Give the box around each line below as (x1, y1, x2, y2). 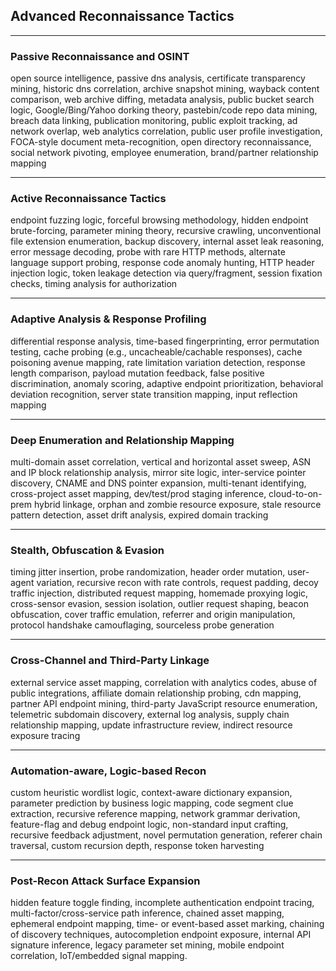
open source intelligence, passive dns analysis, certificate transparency (10, 72, 306, 84)
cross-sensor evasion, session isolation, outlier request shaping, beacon (10, 598, 310, 610)
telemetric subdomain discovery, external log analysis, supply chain (10, 708, 290, 720)
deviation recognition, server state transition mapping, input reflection (10, 388, 298, 400)
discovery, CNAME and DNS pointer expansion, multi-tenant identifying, (10, 477, 307, 489)
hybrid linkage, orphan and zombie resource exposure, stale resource (33, 499, 322, 510)
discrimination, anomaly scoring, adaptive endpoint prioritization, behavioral (10, 377, 324, 389)
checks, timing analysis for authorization (10, 278, 178, 290)
